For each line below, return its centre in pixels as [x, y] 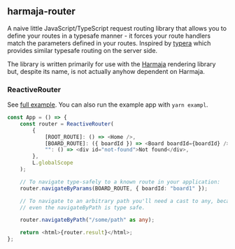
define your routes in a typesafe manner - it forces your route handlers [109, 36]
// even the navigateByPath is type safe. [83, 207]
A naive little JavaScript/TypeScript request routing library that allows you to [117, 28]
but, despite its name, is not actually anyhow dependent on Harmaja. [106, 71]
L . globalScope [53, 163]
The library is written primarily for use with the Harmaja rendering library [112, 64]
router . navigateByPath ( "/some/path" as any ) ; [87, 220]
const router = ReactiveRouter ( [67, 124]
